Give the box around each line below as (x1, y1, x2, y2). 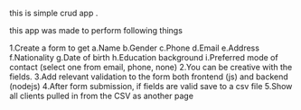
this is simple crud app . (9, 8, 99, 18)
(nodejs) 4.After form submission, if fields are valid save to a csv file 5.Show (9, 81, 293, 91)
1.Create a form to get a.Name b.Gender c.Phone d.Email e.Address (9, 42, 260, 53)
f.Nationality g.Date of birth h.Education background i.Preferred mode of (9, 52, 278, 62)
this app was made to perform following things (9, 25, 183, 35)
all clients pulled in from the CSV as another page (9, 90, 194, 101)
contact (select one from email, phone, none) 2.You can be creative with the (9, 62, 293, 72)
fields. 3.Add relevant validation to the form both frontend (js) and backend (9, 71, 289, 82)
